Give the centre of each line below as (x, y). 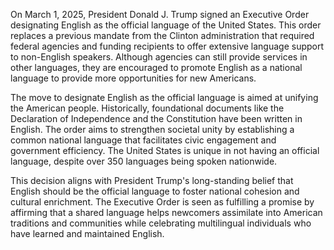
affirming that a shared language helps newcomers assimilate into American (166, 212)
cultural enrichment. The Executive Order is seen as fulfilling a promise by (162, 202)
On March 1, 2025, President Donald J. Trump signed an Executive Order (160, 14)
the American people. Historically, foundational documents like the (147, 108)
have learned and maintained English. (87, 233)
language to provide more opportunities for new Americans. (133, 78)
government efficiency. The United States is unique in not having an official (165, 150)
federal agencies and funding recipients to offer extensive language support (167, 46)
